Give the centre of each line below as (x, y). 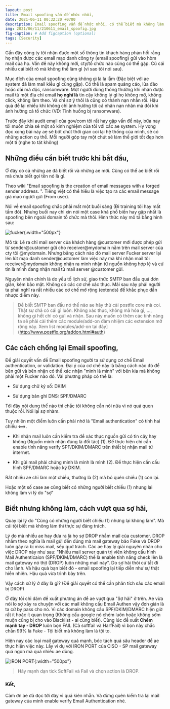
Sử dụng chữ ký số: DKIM (39, 386)
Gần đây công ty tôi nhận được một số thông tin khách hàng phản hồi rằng (83, 52)
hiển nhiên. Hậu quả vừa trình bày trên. (46, 574)
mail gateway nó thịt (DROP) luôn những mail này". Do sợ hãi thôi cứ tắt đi (82, 563)
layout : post (19, 10)
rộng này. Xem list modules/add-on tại (57, 326)
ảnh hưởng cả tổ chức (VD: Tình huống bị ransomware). (63, 111)
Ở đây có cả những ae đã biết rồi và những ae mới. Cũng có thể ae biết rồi (82, 170)
